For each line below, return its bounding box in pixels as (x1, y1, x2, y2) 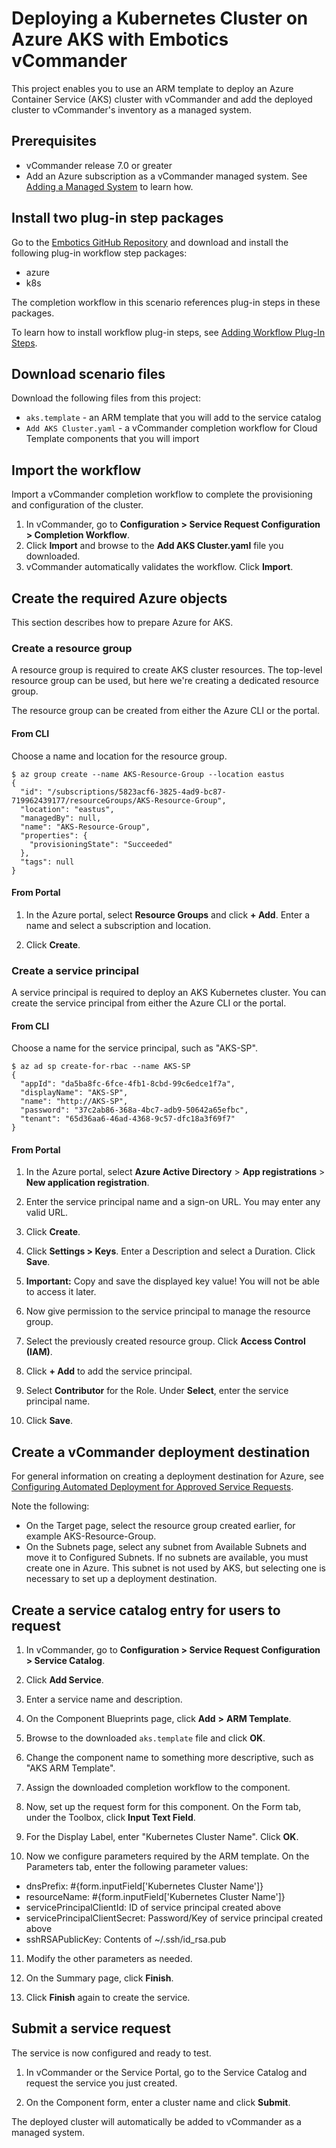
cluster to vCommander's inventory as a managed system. (11, 103, 252, 116)
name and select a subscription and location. (25, 919, 212, 931)
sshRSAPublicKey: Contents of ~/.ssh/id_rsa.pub (25, 1933, 227, 1946)
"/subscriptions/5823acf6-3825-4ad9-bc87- (47, 787, 227, 797)
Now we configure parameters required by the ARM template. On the (25, 1850, 310, 1862)
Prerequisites (11, 133, 97, 150)
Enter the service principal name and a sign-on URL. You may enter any (25, 1196, 321, 1208)
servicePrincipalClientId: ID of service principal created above (25, 1902, 282, 1914)
